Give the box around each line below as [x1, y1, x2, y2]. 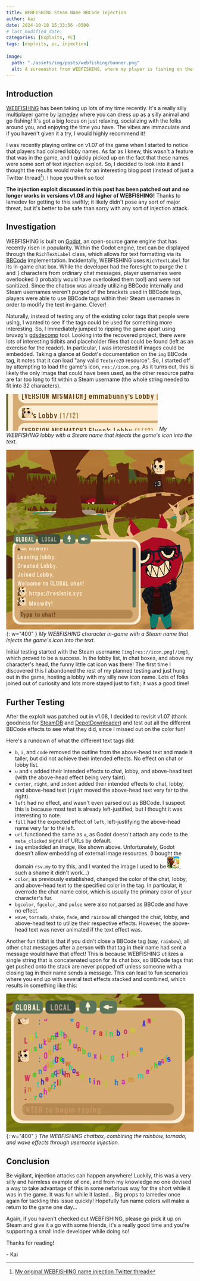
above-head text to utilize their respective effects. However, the [14, 920, 171, 927]
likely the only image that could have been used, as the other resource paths [6, 369, 194, 376]
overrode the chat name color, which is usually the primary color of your [14, 888, 192, 895]
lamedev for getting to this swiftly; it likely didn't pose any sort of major [6, 198, 180, 205]
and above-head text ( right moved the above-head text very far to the [14, 786, 189, 794]
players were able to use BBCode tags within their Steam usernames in [6, 295, 180, 302]
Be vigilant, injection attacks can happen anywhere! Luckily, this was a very [6, 1171, 192, 1179]
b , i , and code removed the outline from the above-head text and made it [14, 749, 193, 756]
